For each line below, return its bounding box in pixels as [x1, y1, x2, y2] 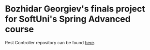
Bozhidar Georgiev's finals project [5, 3, 145, 14]
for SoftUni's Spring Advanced [5, 13, 131, 25]
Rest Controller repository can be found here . [5, 39, 95, 45]
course [5, 24, 34, 35]
